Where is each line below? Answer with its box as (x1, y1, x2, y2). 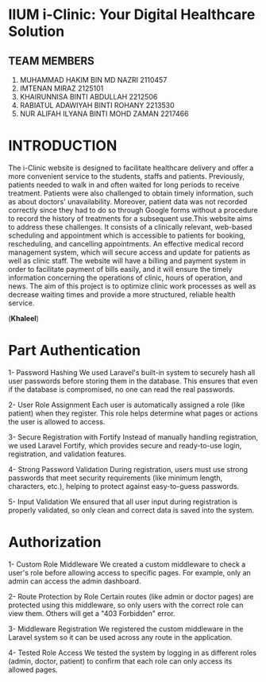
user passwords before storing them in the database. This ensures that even (8, 376, 258, 386)
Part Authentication (8, 342, 141, 359)
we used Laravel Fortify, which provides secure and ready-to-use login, (8, 440, 242, 450)
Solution (8, 22, 65, 41)
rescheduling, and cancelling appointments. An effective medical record (8, 238, 244, 248)
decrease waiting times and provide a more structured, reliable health (8, 289, 236, 299)
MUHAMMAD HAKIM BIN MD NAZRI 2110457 (19, 76, 168, 84)
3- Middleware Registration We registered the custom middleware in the (8, 624, 244, 634)
